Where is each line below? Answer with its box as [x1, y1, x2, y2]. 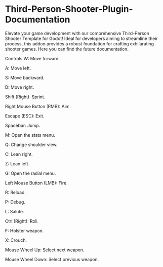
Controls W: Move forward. [5, 55, 60, 61]
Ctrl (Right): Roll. [5, 218, 39, 224]
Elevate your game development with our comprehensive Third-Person [5, 30, 150, 36]
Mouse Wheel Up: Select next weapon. [5, 247, 84, 253]
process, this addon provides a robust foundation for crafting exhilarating [5, 40, 154, 46]
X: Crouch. [5, 237, 27, 243]
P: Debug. [5, 199, 26, 205]
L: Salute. [5, 208, 25, 214]
